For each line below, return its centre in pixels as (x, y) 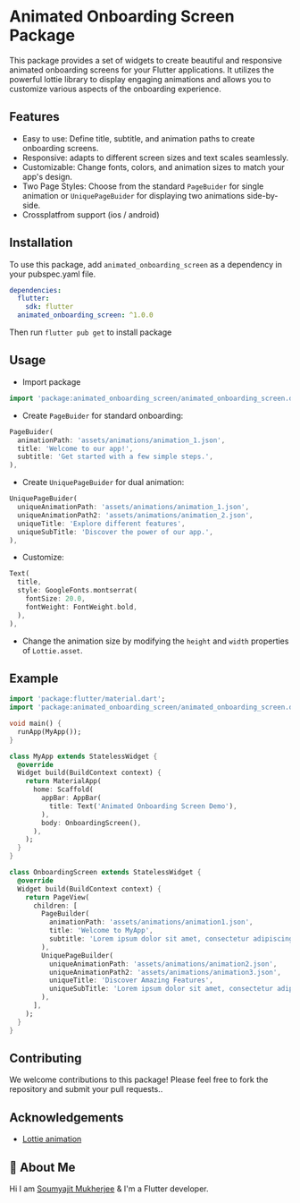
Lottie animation (52, 1139)
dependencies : (36, 290)
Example (34, 678)
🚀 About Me (42, 1167)
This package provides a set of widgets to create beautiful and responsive (146, 60)
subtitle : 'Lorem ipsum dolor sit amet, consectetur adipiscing (171, 939)
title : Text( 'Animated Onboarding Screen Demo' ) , (143, 806)
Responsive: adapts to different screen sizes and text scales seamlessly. (155, 158)
